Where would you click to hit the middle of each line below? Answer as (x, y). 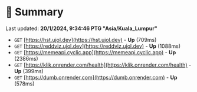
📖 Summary (35, 12)
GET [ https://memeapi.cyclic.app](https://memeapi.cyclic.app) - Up (95, 52)
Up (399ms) (29, 71)
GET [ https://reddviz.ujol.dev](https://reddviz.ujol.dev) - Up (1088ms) (97, 46)
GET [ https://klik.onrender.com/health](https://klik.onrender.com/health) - (103, 65)
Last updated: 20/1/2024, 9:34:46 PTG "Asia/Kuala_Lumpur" (81, 28)
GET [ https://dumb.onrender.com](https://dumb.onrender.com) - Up (96, 77)
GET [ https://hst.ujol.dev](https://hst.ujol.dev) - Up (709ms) (85, 40)
